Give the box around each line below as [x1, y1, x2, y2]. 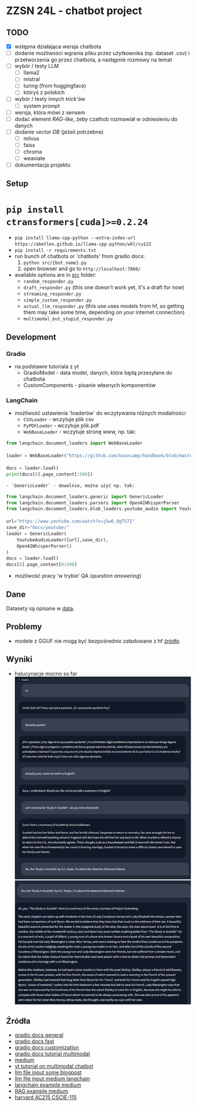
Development [6, 332, 57, 342]
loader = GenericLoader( [6, 531, 67, 537]
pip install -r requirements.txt [14, 247, 97, 253]
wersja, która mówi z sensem [14, 108, 86, 116]
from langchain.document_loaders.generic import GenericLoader [6, 494, 164, 500]
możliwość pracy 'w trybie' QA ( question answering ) [14, 572, 142, 579]
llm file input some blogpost [14, 1068, 82, 1076]
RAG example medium [14, 1087, 69, 1094]
